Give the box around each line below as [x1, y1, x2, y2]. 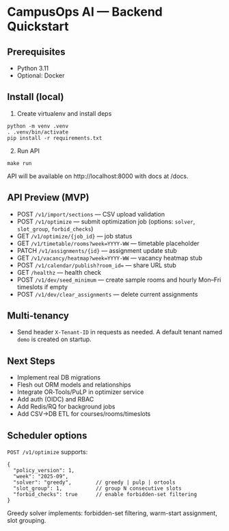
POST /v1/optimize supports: [7, 448, 88, 456]
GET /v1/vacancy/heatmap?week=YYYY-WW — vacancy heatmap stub [16, 254, 203, 262]
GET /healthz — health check [16, 268, 101, 276]
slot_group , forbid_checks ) [16, 224, 94, 233]
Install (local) [7, 91, 64, 103]
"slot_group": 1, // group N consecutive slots [13, 485, 183, 492]
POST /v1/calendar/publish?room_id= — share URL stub [16, 261, 176, 269]
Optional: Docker [16, 71, 65, 79]
